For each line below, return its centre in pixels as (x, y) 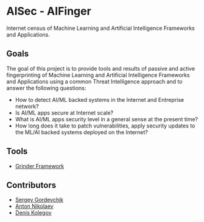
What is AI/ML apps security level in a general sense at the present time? (107, 119)
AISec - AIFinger (49, 11)
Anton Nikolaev (34, 206)
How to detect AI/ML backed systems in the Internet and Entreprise (100, 99)
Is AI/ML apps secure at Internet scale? (64, 113)
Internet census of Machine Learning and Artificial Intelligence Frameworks (100, 28)
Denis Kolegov (33, 213)
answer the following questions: (46, 88)
